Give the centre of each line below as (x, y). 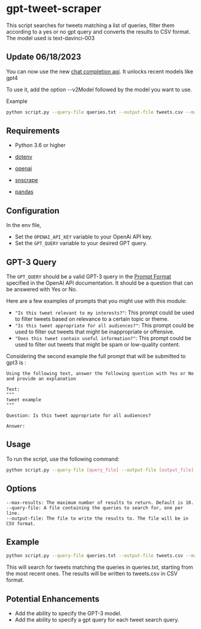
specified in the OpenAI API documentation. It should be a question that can (100, 283)
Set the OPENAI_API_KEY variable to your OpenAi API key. (83, 237)
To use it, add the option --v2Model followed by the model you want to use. (99, 90)
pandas (24, 192)
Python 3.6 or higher (40, 145)
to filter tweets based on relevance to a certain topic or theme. (92, 319)
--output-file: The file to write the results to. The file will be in (97, 518)
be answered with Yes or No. (42, 290)
